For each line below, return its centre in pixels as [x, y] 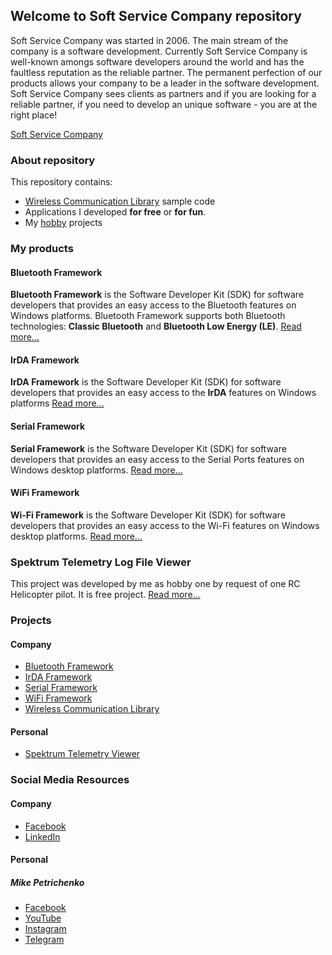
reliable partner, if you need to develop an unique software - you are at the [164, 104]
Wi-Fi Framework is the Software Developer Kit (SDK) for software [148, 515]
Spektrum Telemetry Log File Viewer [101, 562]
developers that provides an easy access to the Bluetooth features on [153, 305]
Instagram [45, 929]
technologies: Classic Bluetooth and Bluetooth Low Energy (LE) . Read [156, 326]
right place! [34, 115]
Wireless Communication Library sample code [120, 201]
